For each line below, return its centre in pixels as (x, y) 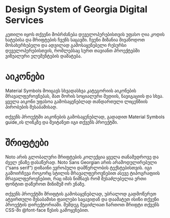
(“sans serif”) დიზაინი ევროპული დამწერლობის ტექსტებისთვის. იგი (79, 168)
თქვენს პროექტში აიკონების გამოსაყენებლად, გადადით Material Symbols (85, 117)
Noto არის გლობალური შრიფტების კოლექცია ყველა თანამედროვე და (82, 157)
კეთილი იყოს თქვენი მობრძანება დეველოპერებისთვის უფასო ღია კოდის (85, 34)
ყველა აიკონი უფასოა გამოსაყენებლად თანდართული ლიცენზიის (77, 101)
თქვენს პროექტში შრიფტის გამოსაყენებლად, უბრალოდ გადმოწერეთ (81, 194)
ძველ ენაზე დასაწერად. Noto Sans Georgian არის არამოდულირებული (81, 162)
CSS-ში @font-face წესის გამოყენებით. (47, 210)
